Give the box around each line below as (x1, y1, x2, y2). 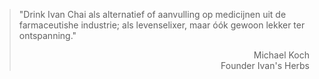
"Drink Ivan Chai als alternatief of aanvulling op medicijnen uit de (18, 9, 287, 20)
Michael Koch (253, 49, 310, 61)
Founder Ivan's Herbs (220, 60, 310, 71)
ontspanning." (18, 30, 77, 41)
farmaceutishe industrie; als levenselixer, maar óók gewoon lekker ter (18, 19, 306, 31)
